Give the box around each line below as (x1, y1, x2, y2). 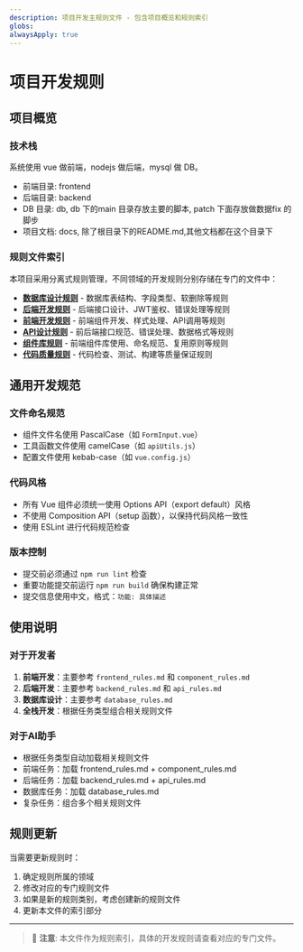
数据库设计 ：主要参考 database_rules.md (22, 694, 173, 705)
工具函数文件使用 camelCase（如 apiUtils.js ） (22, 440, 200, 451)
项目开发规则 (9, 71, 106, 92)
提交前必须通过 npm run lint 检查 (22, 568, 147, 578)
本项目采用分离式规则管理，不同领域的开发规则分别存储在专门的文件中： (9, 273, 278, 284)
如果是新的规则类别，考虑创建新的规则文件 (22, 893, 181, 904)
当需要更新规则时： (9, 852, 81, 863)
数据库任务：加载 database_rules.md (22, 786, 160, 797)
